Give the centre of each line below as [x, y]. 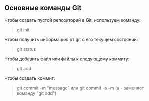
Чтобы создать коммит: [30, 78]
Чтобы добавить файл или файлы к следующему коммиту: [67, 59]
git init [23, 30]
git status [26, 49]
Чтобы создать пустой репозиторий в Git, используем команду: [73, 20]
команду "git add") [37, 93]
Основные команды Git [43, 8]
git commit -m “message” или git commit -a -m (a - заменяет [80, 88]
